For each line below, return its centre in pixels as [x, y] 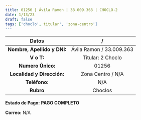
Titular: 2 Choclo [102, 57]
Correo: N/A [18, 113]
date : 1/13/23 [20, 15]
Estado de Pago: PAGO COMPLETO [42, 103]
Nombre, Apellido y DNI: [37, 49]
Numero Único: [37, 66]
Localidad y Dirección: [37, 74]
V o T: [37, 57]
